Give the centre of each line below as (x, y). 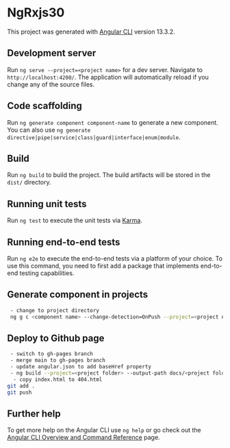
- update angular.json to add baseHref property (81, 367)
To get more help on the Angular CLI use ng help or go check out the (104, 430)
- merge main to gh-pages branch (58, 361)
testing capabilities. (47, 273)
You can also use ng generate (49, 130)
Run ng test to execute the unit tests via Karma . (75, 220)
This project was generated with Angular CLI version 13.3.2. (91, 32)
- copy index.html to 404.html (58, 379)
